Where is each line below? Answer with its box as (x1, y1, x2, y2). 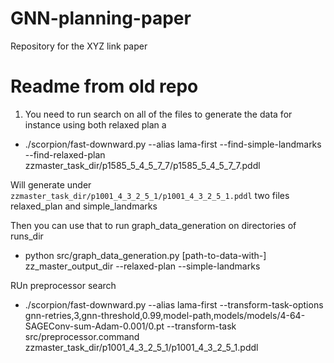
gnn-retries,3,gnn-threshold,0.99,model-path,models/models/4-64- (24, 309, 306, 321)
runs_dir (10, 230, 44, 242)
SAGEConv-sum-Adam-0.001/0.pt (24, 320, 165, 332)
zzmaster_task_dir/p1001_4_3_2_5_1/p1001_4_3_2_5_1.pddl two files (10, 189, 290, 201)
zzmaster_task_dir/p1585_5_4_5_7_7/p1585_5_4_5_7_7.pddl (24, 159, 261, 171)
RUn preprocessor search (10, 279, 117, 291)
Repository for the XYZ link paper (10, 40, 148, 52)
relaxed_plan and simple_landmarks (10, 200, 158, 212)
